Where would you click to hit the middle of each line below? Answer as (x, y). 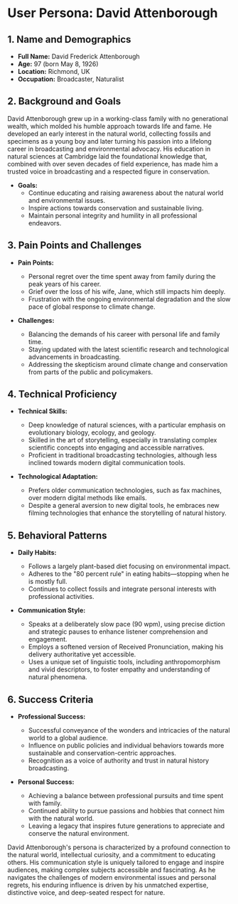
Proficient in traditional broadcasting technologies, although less (123, 455)
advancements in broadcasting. (75, 356)
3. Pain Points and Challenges (75, 246)
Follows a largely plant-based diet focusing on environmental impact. (129, 566)
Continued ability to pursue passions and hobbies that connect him (126, 811)
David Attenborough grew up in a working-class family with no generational (118, 118)
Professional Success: (52, 717)
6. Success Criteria (50, 700)
